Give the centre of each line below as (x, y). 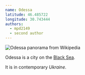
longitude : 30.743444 (28, 19)
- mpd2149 (20, 29)
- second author (26, 33)
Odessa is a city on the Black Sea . (40, 57)
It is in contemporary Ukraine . (36, 67)
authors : (14, 24)
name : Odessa (19, 10)
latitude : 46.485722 (27, 15)
